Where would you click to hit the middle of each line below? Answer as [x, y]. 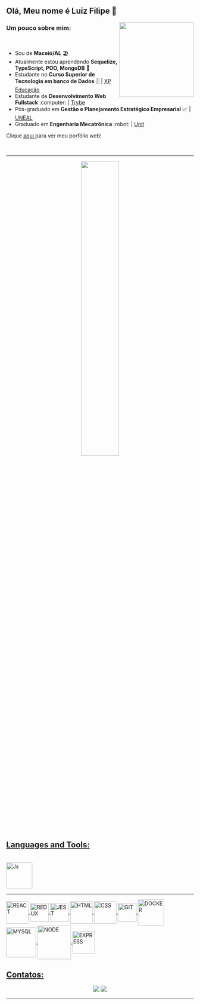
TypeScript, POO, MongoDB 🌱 [52, 68]
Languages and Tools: [48, 845]
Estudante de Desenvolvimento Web [60, 96]
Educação [27, 90]
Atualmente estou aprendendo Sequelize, [66, 62]
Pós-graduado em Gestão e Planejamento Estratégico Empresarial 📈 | [103, 109]
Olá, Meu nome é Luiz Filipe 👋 [62, 11]
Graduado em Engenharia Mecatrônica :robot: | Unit [79, 124]
